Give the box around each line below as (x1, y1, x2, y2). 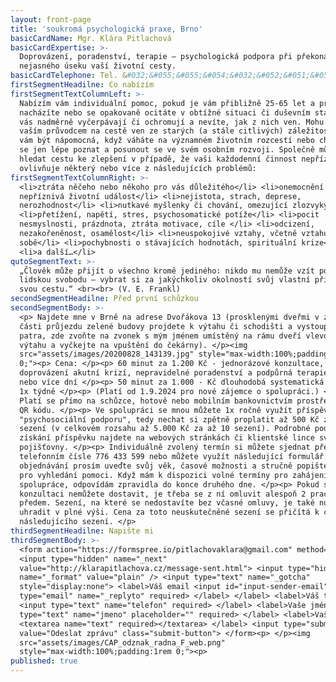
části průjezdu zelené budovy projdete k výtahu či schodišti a (19, 321, 293, 331)
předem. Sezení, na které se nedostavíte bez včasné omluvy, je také (19, 498, 315, 508)
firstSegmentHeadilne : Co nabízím (10, 80, 155, 90)
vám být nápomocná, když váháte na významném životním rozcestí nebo (19, 136, 315, 146)
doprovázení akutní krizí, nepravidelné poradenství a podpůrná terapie (19, 368, 329, 378)
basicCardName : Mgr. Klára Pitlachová (10, 33, 172, 43)
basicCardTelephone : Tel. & (10, 71, 128, 81)
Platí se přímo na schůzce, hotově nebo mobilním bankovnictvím (19, 396, 293, 406)
